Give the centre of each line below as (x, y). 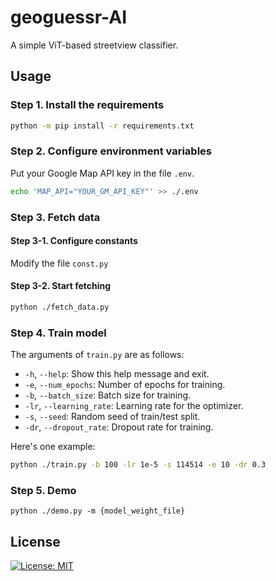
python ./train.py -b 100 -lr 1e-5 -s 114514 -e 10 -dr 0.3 (138, 465)
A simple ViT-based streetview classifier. (94, 45)
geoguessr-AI (69, 17)
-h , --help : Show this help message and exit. (117, 374)
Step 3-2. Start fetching (61, 286)
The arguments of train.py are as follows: (97, 355)
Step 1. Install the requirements (87, 105)
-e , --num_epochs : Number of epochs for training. (125, 385)
